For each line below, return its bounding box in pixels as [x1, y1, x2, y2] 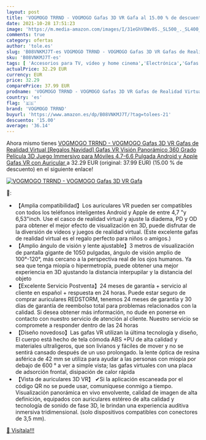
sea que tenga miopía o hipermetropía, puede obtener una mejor [15, 262, 179, 269]
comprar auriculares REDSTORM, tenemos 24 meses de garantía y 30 [15, 296, 192, 303]
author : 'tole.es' [6, 43, 53, 50]
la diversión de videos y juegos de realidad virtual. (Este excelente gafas [15, 228, 198, 236]
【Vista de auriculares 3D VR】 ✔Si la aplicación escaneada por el [15, 376, 183, 383]
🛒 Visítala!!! [6, 427, 35, 434]
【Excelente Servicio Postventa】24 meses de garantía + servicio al [15, 282, 188, 289]
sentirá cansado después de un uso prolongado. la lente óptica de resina [15, 349, 200, 356]
